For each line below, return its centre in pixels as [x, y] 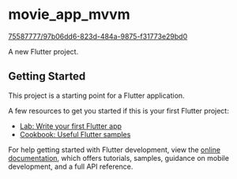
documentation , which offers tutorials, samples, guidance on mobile [118, 158]
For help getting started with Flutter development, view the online [115, 149]
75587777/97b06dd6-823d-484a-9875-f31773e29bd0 [98, 36]
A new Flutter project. [43, 51]
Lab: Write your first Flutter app [71, 126]
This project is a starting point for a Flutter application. [96, 95]
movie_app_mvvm [69, 15]
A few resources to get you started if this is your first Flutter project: [118, 110]
